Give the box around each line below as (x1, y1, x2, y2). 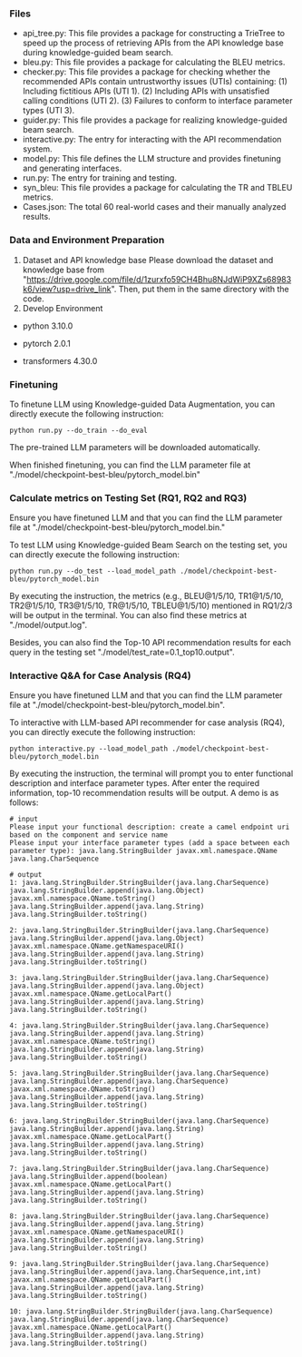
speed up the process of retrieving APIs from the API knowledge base (22, 37, 284, 48)
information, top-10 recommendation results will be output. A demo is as (9, 788, 279, 799)
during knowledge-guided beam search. (22, 47, 174, 58)
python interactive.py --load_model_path (9, 744, 169, 753)
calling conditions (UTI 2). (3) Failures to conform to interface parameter (22, 95, 293, 106)
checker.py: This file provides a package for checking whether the (22, 66, 270, 77)
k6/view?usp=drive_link (22, 283, 112, 294)
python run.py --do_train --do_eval (9, 426, 148, 435)
